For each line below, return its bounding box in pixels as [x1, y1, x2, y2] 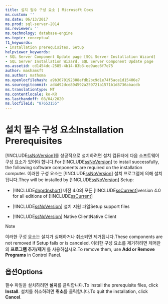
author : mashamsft [5, 68, 44, 73]
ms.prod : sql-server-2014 [5, 21, 59, 27]
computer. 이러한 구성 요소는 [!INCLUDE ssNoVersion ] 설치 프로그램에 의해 [5, 171, 153, 177]
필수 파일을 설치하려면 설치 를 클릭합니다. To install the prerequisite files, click [5, 282, 158, 288]
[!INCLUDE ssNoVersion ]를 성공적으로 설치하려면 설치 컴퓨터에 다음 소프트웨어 [5, 153, 159, 159]
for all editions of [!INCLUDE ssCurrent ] [12, 193, 93, 199]
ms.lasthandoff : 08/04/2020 [5, 96, 64, 101]
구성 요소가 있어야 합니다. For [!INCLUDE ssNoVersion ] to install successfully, [5, 159, 159, 165]
